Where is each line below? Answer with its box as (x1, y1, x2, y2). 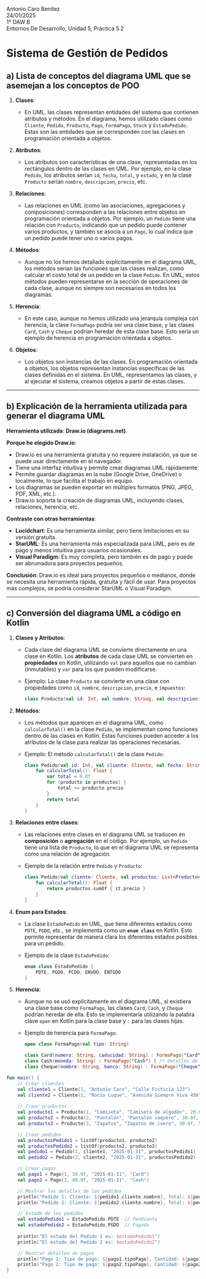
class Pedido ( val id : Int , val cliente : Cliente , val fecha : (24, 762, 185, 769)
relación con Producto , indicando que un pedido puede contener (24, 221, 187, 229)
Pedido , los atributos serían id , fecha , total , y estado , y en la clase (24, 171, 192, 179)
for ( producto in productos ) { (46, 780, 127, 786)
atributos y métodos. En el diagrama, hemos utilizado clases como (24, 115, 193, 122)
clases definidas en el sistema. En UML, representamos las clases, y (24, 371, 197, 378)
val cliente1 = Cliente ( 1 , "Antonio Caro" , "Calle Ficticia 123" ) (17, 1086, 191, 1092)
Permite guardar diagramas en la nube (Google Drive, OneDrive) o (15, 470, 182, 478)
